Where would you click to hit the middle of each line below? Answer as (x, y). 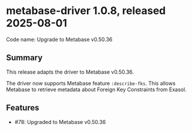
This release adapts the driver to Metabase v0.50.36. (70, 72)
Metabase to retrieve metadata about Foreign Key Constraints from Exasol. (96, 89)
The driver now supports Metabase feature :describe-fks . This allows (91, 83)
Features (23, 108)
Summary (24, 58)
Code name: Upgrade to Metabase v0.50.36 (59, 39)
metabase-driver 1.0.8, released (86, 11)
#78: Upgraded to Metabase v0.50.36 (60, 122)
